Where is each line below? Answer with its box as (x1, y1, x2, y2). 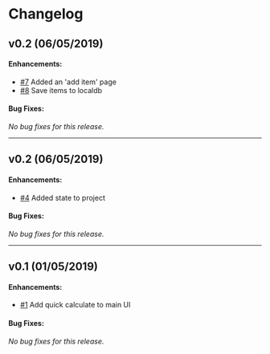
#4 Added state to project (19, 193, 106, 202)
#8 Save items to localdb (19, 85, 103, 95)
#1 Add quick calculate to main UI (19, 300, 131, 310)
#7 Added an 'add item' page (19, 77, 117, 87)
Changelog (8, 5, 84, 23)
